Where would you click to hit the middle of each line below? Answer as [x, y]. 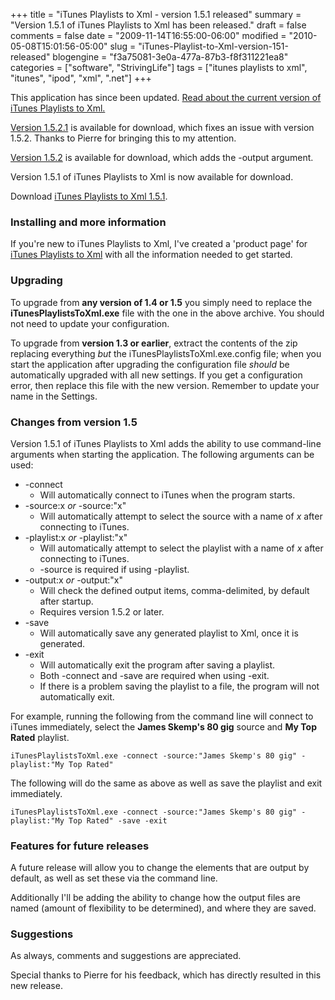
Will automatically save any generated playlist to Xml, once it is [169, 633]
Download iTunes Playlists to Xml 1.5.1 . [89, 196]
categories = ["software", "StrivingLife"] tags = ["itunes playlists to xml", [159, 67]
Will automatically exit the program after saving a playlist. [157, 665]
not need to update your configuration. [90, 323]
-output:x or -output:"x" [74, 580]
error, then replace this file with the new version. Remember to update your [165, 385]
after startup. [66, 601]
